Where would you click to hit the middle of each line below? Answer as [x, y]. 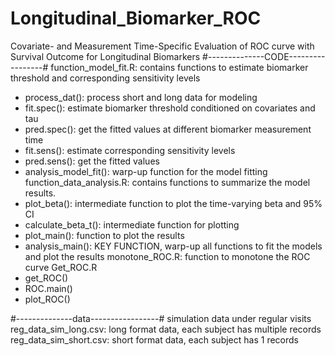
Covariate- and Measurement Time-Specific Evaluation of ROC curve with [162, 46]
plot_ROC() [47, 299]
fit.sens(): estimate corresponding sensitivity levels [130, 150]
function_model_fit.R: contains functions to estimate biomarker [179, 67]
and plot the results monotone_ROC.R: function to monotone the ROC [167, 256]
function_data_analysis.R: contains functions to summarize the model [167, 182]
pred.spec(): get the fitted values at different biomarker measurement [168, 129]
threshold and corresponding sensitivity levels [105, 78]
